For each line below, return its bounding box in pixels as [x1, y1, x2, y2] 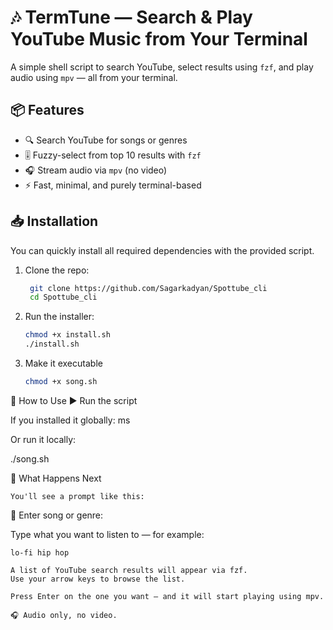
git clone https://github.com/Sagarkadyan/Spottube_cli [29, 283, 268, 293]
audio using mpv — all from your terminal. [10, 71, 178, 83]
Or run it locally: [10, 433, 77, 445]
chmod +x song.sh [24, 377, 98, 387]
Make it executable [24, 357, 103, 370]
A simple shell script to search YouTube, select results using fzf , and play [10, 61, 314, 73]
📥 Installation [10, 213, 99, 230]
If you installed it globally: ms [10, 414, 131, 426]
